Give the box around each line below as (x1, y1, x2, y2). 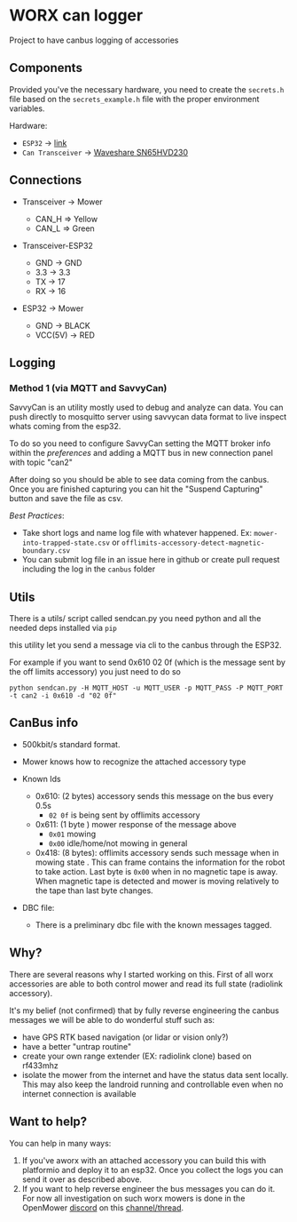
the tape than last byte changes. (35, 885, 153, 896)
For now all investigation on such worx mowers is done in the (21, 1193, 246, 1203)
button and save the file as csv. (9, 493, 123, 504)
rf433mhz (21, 1059, 59, 1071)
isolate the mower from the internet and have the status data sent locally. (21, 1069, 289, 1080)
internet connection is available (21, 1088, 137, 1098)
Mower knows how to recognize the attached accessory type (21, 756, 246, 767)
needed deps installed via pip (9, 623, 118, 634)
